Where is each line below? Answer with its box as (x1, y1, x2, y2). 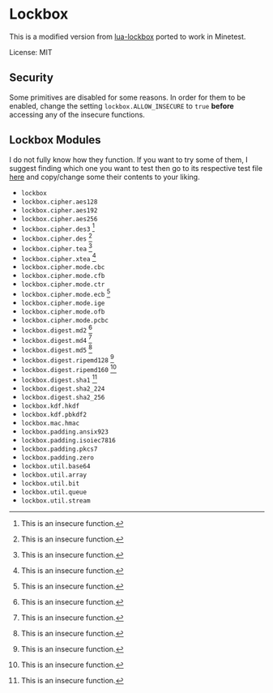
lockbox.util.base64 (20, 462, 91, 470)
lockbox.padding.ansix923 (20, 427, 109, 436)
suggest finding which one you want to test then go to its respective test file (9, 163, 262, 173)
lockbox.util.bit (20, 479, 80, 487)
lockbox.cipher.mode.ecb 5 (20, 288, 111, 298)
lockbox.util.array (20, 471, 87, 479)
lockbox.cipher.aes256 (20, 215, 98, 223)
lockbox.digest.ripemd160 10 (20, 363, 117, 374)
